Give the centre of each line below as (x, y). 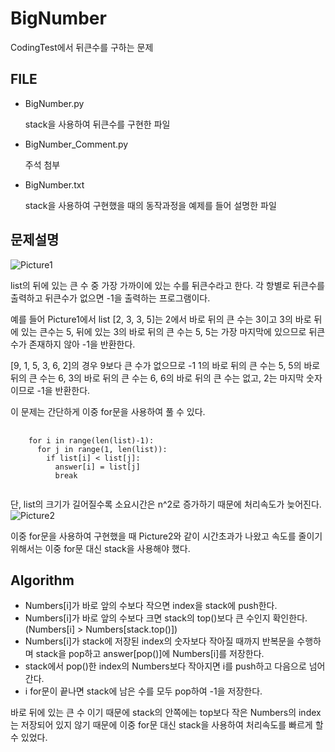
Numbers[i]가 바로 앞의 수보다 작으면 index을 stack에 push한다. (151, 606)
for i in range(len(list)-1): (91, 440)
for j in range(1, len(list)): (102, 449)
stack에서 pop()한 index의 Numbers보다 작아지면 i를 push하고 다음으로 (165, 666)
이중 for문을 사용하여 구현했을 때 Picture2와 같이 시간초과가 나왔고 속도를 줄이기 (166, 536)
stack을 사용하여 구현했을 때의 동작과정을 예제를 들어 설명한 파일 (150, 205)
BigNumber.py (54, 103)
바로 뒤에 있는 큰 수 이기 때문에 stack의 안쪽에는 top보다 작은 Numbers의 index (166, 713)
